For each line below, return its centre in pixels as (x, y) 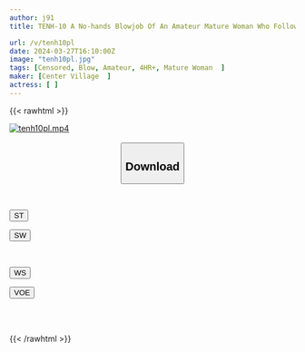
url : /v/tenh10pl (42, 43)
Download (152, 166)
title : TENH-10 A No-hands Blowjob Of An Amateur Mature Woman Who (140, 26)
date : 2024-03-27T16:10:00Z (63, 51)
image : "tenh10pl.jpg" (52, 60)
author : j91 (32, 18)
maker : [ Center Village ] (60, 77)
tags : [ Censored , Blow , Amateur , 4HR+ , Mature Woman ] (117, 68)
